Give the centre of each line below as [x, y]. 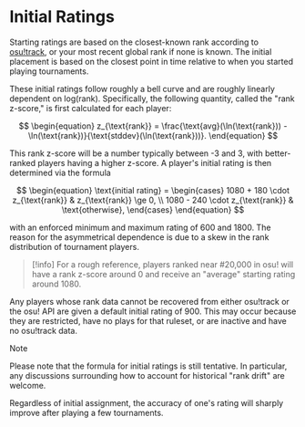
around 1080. [56, 284]
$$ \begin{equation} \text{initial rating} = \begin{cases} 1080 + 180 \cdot [153, 190]
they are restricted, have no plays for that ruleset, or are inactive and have [148, 320]
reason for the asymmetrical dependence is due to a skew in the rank [139, 237]
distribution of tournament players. [74, 246]
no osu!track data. [43, 330]
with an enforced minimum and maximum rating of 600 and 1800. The [140, 227]
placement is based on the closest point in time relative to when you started [152, 61]
